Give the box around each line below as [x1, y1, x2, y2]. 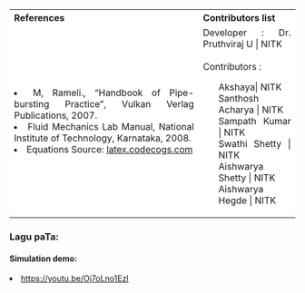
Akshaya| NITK [218, 81, 282, 93]
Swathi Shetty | [218, 138, 291, 150]
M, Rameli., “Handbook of [33, 86, 161, 99]
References [14, 12, 65, 24]
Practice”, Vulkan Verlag [64, 98, 195, 110]
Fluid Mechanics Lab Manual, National [26, 121, 195, 132]
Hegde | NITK [218, 194, 277, 207]
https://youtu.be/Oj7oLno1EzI [21, 273, 129, 284]
